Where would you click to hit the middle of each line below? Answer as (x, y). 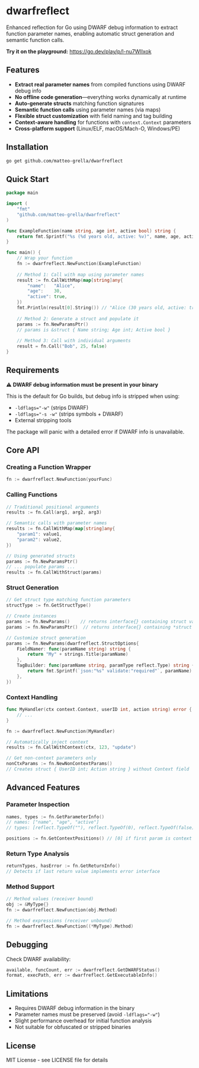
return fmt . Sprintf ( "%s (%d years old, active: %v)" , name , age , (99, 236)
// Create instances (32, 616)
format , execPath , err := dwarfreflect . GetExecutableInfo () (82, 975)
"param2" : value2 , (39, 540)
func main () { (24, 253)
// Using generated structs (41, 556)
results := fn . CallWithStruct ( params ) (54, 573)
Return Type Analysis (38, 854)
